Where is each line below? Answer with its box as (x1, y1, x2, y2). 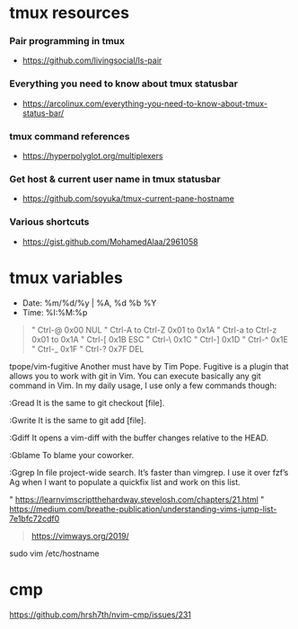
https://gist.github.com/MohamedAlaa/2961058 (22, 236, 199, 247)
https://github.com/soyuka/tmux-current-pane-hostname (22, 193, 235, 204)
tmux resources (9, 3, 130, 23)
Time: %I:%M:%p (22, 306, 88, 317)
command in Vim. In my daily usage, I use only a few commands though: (9, 380, 277, 391)
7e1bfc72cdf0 (9, 513, 60, 524)
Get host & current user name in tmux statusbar (9, 173, 222, 185)
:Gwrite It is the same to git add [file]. (9, 414, 146, 425)
